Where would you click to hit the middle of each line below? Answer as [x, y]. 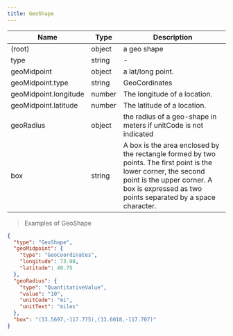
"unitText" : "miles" [49, 307]
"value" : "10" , [42, 294]
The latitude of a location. [165, 105]
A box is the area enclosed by [171, 145]
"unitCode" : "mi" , [46, 300]
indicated [138, 134]
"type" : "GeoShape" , [43, 242]
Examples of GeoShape [58, 223]
